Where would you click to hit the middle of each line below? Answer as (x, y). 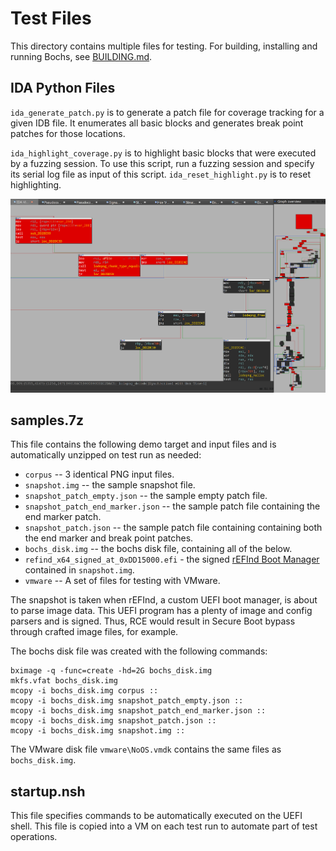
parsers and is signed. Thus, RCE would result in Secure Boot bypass (153, 621)
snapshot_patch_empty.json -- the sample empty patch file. (146, 496)
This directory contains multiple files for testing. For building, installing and (164, 46)
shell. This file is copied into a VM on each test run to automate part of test (164, 826)
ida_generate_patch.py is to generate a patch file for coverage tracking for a (167, 112)
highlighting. (36, 184)
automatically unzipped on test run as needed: (106, 455)
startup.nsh (48, 791)
